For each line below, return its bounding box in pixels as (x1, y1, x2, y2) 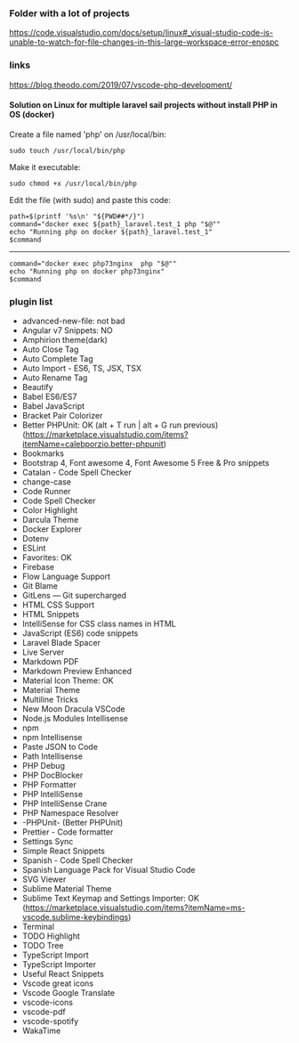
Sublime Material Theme (21, 884, 112, 894)
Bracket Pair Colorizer (21, 411, 103, 421)
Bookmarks (21, 448, 65, 459)
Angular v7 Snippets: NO (21, 325, 113, 336)
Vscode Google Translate (21, 988, 116, 998)
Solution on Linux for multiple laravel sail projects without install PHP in (9, 100, 278, 110)
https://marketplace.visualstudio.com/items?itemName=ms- (25, 902, 246, 913)
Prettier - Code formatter (21, 827, 114, 837)
